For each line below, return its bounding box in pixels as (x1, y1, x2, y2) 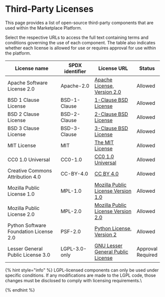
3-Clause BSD (94, 124, 129, 131)
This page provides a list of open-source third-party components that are (5, 20, 154, 26)
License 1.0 (7, 190, 35, 197)
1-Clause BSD (94, 96, 129, 103)
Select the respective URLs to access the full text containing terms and (5, 34, 149, 40)
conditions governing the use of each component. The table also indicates (5, 39, 156, 45)
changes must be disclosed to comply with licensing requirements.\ (5, 277, 142, 283)
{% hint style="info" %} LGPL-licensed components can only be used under (5, 267, 159, 273)
